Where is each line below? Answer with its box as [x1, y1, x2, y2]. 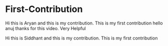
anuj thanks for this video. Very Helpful [5, 25, 86, 31]
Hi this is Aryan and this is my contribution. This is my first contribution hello [5, 20, 163, 26]
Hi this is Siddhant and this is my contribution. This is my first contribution [5, 35, 158, 41]
